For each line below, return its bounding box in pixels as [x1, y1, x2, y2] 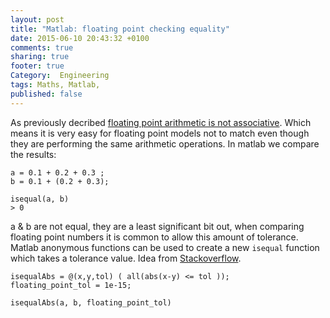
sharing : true [10, 52, 70, 62]
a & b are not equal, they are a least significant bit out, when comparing [10, 220, 305, 232]
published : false [10, 89, 83, 99]
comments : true [10, 42, 74, 53]
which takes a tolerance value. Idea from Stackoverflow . [10, 252, 242, 264]
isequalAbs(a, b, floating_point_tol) [10, 297, 172, 308]
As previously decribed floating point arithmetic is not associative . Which [10, 116, 312, 128]
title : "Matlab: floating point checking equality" [10, 24, 230, 34]
